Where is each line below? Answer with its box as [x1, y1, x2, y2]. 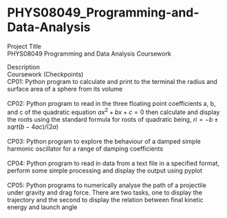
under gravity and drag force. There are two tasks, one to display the [7, 188, 203, 197]
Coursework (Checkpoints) [7, 70, 84, 78]
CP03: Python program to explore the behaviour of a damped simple [7, 137, 201, 145]
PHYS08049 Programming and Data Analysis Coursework [7, 50, 172, 58]
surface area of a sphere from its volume [7, 85, 122, 93]
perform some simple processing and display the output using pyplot [7, 166, 203, 175]
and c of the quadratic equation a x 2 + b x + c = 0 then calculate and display [7, 107, 220, 116]
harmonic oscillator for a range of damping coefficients [7, 144, 164, 153]
